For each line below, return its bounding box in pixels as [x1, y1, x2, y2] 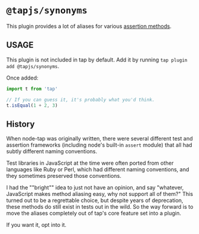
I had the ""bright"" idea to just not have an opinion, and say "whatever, [6, 184, 184, 191]
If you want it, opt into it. [6, 221, 67, 229]
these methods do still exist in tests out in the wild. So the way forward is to [6, 203, 194, 210]
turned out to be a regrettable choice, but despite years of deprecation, [6, 197, 184, 204]
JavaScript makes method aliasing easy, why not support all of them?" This [6, 191, 194, 198]
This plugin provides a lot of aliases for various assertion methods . [6, 22, 172, 30]
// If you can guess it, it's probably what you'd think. [6, 96, 155, 103]
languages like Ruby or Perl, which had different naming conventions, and [6, 166, 189, 173]
